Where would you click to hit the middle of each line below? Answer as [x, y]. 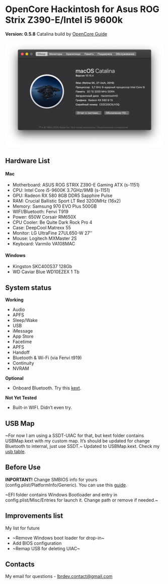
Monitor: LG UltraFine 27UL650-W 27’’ [52, 233]
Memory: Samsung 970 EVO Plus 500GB [55, 206]
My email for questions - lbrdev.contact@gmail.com [59, 576]
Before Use [23, 467]
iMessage [23, 331]
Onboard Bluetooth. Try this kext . [47, 388]
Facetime [22, 342]
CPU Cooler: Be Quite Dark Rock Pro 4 [52, 222]
